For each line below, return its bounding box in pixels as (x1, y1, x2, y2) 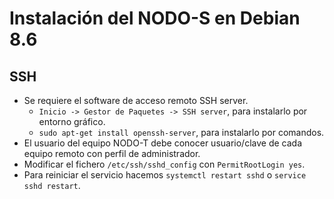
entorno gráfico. (38, 116, 106, 127)
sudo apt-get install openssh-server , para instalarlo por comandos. (38, 127, 325, 138)
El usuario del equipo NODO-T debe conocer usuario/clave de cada (23, 137, 303, 149)
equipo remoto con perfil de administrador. (23, 148, 201, 159)
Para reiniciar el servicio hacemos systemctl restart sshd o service (23, 169, 307, 181)
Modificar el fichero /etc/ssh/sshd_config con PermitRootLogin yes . (23, 158, 306, 170)
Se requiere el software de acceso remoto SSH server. (23, 95, 249, 106)
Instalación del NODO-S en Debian (9, 7, 301, 30)
